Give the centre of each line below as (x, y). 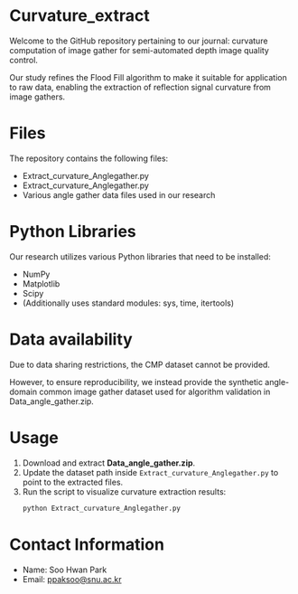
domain (23, 391)
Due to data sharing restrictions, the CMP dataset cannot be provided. (140, 364)
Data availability (71, 339)
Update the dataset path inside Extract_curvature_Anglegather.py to (150, 472)
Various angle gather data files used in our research (119, 194)
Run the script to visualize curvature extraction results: (124, 491)
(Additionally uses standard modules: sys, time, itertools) (128, 303)
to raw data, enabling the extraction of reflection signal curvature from (140, 87)
